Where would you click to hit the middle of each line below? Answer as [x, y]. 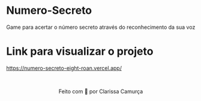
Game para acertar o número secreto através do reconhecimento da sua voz [101, 27]
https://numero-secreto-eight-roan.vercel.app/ [64, 68]
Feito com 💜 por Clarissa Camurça [101, 91]
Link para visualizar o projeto [80, 51]
